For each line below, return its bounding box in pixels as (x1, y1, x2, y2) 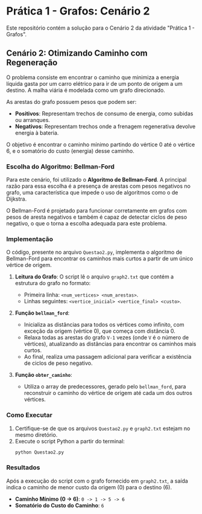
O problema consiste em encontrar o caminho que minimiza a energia (6, 74, 180, 81)
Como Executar (6, 411, 52, 419)
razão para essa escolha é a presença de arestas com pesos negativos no (6, 182, 191, 190)
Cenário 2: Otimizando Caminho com (6, 48, 148, 59)
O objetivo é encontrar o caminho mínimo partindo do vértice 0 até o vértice (6, 141, 195, 148)
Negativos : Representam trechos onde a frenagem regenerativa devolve (14, 123, 196, 130)
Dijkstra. (6, 195, 27, 203)
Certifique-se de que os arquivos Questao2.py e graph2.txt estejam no (14, 425, 191, 432)
